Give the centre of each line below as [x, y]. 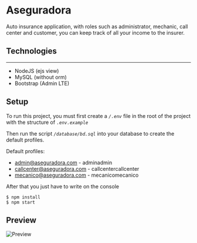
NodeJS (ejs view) [37, 70]
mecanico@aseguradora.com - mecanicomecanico [77, 175]
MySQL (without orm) [41, 77]
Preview [21, 220]
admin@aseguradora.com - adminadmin [63, 163]
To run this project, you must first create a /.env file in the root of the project [98, 116]
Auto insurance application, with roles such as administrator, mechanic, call [97, 26]
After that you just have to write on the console [62, 186]
